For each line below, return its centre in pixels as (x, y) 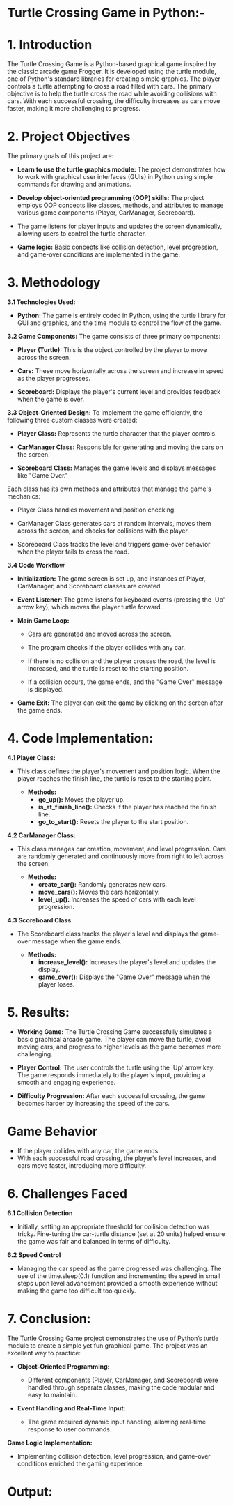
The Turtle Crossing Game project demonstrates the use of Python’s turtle (113, 1338)
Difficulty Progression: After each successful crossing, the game (111, 1095)
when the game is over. (51, 399)
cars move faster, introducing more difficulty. (82, 1165)
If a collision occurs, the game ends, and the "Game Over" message (125, 682)
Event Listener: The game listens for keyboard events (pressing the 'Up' (121, 600)
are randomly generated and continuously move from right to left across (120, 856)
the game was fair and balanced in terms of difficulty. (94, 1241)
